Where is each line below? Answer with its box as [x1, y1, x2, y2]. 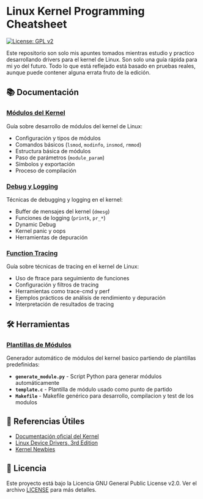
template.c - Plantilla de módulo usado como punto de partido [15, 385, 172, 393]
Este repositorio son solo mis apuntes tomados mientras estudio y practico [6, 49, 194, 56]
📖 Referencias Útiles [6, 417, 85, 427]
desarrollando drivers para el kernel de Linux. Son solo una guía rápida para [6, 56, 197, 63]
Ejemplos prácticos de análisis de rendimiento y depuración [15, 294, 166, 302]
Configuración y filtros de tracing [15, 281, 99, 288]
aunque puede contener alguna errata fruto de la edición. [6, 68, 151, 76]
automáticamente [15, 379, 60, 386]
